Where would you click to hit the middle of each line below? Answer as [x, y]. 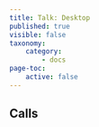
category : [44, 52]
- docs [54, 60]
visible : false [38, 34]
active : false [52, 77]
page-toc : [28, 69]
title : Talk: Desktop [50, 18]
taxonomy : [28, 43]
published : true [40, 26]
